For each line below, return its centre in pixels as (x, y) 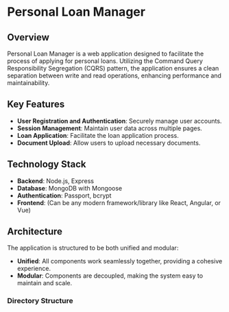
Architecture (35, 231)
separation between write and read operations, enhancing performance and (114, 75)
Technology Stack (47, 164)
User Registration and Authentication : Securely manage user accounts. (119, 121)
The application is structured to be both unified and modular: (93, 248)
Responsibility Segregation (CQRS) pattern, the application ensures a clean (113, 68)
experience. (34, 269)
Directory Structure (40, 301)
